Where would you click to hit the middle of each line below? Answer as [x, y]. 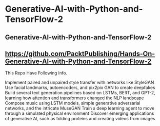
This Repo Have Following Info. [36, 73]
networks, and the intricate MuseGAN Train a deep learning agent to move [80, 108]
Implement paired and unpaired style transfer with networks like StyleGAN [80, 82]
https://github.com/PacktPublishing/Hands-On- [80, 54]
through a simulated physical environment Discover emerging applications [80, 113]
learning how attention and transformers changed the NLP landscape [75, 98]
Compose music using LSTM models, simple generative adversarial [73, 103]
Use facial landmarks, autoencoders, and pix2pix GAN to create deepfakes [80, 88]
